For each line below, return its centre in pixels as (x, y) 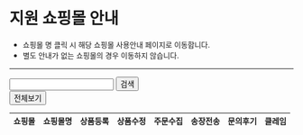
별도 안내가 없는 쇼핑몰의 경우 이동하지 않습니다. (101, 55)
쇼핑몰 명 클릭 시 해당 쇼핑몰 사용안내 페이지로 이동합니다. (116, 45)
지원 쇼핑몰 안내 (64, 18)
